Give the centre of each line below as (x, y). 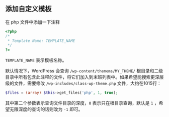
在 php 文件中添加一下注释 (33, 22)
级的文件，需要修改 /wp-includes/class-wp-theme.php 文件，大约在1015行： (83, 83)
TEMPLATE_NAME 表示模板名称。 (36, 60)
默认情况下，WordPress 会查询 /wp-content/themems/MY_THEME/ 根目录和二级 (84, 71)
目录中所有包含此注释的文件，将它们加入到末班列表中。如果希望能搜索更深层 (84, 77)
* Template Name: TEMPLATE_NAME (41, 41)
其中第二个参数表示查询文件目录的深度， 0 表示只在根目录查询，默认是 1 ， (82, 103)
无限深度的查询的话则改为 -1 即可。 (46, 109)
